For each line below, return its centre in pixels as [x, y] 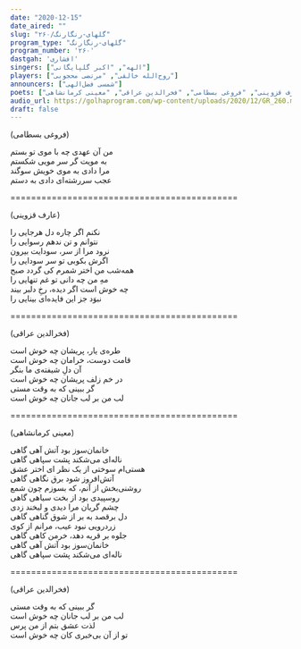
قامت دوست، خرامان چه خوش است [71, 360]
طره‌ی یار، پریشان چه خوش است [66, 350]
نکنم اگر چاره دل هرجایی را [55, 232]
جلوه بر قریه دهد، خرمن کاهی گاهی [69, 535]
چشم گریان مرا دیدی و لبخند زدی [65, 507]
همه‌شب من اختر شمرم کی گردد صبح [72, 270]
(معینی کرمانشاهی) [42, 433]
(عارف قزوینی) [35, 215]
